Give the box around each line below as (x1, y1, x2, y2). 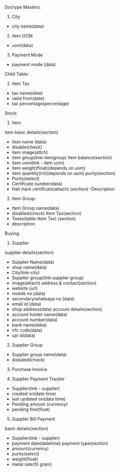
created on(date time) (11, 391, 56, 397)
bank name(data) (11, 322, 47, 327)
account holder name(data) (11, 312, 68, 317)
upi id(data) (11, 332, 36, 338)
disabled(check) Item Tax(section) (11, 211, 82, 216)
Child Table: (4, 71, 29, 77)
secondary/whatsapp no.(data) (11, 296, 75, 301)
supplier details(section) (4, 250, 54, 255)
